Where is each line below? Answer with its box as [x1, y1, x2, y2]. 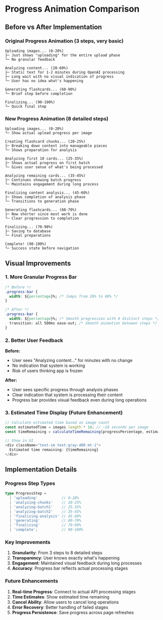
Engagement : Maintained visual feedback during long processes [12, 560, 142, 566]
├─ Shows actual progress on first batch [5, 160, 90, 165]
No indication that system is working [12, 362, 85, 369]
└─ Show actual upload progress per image [5, 131, 92, 136]
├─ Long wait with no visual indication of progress [5, 74, 114, 79]
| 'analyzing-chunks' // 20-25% [9, 500, 81, 505]
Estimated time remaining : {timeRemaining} [9, 447, 98, 452]
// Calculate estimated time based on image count [5, 420, 110, 425]
